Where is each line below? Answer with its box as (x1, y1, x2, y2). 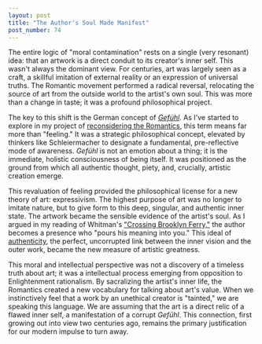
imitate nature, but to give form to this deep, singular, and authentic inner (8, 203, 245, 213)
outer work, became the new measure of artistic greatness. (8, 245, 201, 254)
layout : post (8, 11, 51, 20)
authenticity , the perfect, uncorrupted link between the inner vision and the (8, 236, 252, 246)
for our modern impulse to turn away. (8, 327, 129, 336)
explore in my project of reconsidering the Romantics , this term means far (8, 121, 247, 130)
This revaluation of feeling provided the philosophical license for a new (8, 186, 238, 196)
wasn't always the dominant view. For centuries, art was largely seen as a (8, 64, 247, 74)
